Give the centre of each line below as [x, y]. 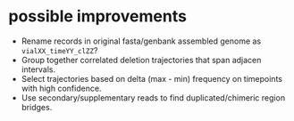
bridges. [37, 107]
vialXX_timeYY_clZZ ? [59, 50]
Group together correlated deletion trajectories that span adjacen [141, 60]
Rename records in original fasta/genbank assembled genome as [141, 41]
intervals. [38, 69]
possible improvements [97, 16]
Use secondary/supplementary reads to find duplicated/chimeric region [153, 97]
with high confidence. [61, 88]
